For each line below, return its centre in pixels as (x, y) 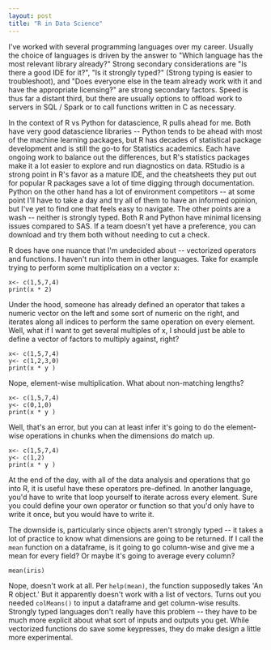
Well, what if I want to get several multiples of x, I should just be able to (127, 330)
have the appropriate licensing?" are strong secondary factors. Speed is (128, 89)
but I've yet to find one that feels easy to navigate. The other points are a (129, 208)
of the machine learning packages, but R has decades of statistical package (135, 139)
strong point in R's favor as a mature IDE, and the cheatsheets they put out (133, 174)
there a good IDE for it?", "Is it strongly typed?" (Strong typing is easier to (130, 72)
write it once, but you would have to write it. (82, 514)
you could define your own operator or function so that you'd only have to (131, 505)
